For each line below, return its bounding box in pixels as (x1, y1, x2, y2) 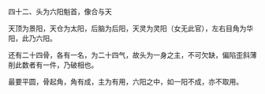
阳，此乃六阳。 (8, 34, 57, 43)
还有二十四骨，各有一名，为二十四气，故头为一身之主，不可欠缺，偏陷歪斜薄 (8, 51, 257, 59)
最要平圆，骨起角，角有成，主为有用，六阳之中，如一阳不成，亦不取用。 (8, 77, 243, 86)
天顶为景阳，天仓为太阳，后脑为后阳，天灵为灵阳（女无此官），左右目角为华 (8, 24, 254, 33)
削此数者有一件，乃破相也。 (8, 60, 99, 70)
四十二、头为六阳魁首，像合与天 (8, 7, 112, 16)
